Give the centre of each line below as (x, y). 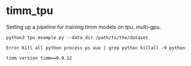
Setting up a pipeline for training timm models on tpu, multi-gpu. (84, 27)
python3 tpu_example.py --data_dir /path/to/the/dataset (77, 37)
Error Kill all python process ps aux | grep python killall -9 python (95, 48)
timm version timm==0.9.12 (39, 58)
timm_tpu (30, 11)
